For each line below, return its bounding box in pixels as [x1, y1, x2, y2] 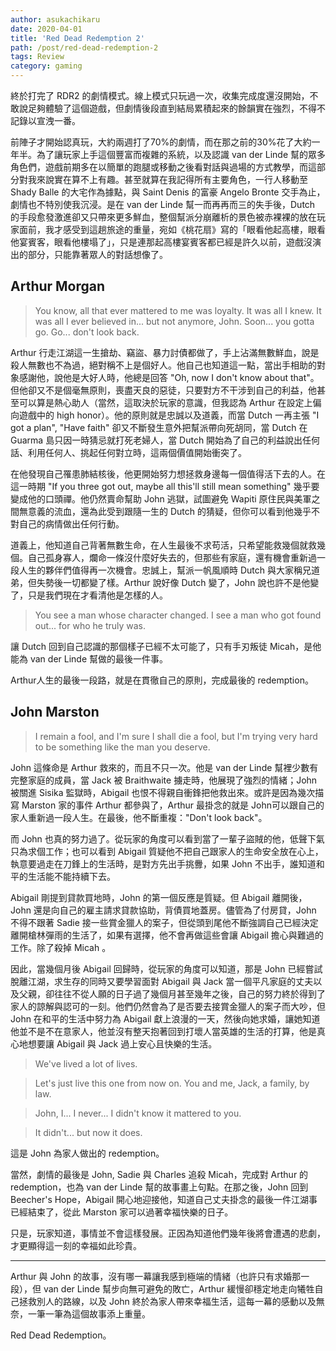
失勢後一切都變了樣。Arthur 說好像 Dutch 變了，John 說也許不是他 [36, 576, 311, 588]
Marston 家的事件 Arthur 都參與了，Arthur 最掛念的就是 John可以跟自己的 [21, 799, 325, 811]
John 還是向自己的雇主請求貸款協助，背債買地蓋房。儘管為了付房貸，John [10, 904, 317, 916]
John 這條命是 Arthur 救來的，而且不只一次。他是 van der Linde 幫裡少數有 [10, 761, 319, 773]
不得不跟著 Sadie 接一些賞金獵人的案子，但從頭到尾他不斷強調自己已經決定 [10, 916, 319, 928]
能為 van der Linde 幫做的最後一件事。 [10, 652, 168, 665]
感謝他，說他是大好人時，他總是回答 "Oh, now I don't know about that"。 [18, 371, 320, 383]
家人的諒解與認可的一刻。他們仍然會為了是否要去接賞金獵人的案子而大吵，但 [10, 1000, 326, 1012]
